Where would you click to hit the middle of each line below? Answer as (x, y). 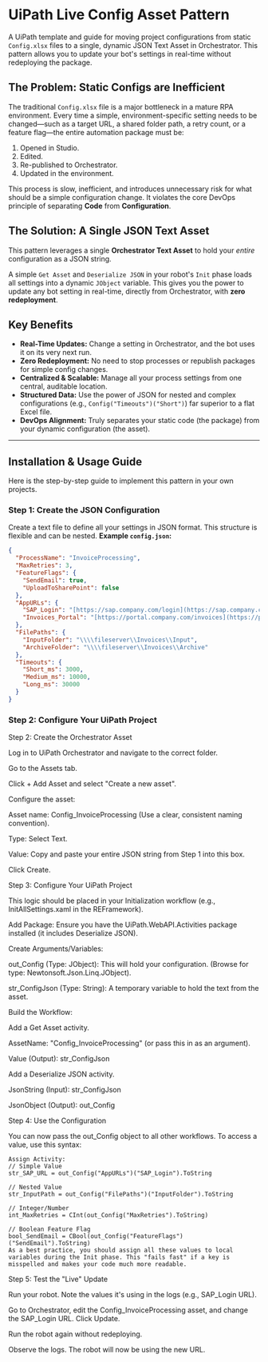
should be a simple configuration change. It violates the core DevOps (122, 197)
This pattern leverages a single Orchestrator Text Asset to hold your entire (132, 250)
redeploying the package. (50, 62)
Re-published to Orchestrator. (69, 165)
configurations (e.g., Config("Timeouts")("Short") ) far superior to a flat (137, 403)
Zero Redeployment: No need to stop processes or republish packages (137, 361)
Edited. (32, 156)
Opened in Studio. (49, 148)
